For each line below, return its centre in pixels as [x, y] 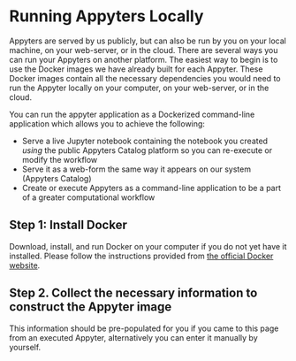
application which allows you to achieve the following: [107, 123]
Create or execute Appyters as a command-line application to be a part [151, 188]
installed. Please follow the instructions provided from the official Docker [141, 256]
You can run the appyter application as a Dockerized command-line [132, 114]
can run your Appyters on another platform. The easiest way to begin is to [144, 59]
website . [25, 265]
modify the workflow [60, 159]
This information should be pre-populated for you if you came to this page [144, 328]
